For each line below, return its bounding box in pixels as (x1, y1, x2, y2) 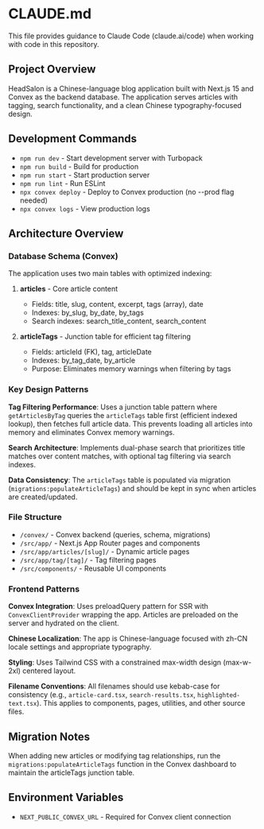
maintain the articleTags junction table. (8, 768, 135, 777)
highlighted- (197, 691, 241, 699)
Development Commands (8, 132, 138, 145)
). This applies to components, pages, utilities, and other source (37, 699, 246, 708)
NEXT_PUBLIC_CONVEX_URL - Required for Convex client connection (19, 812, 232, 821)
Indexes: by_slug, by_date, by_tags (31, 308, 145, 318)
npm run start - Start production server (19, 170, 150, 180)
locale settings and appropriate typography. (8, 642, 152, 652)
